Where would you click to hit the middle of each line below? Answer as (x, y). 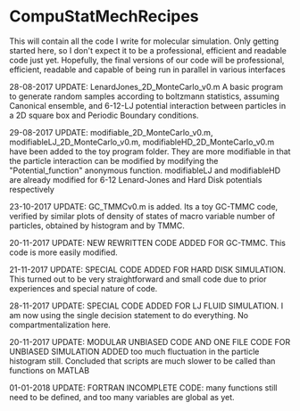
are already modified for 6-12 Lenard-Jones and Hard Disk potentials (136, 179)
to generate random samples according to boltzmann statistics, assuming (144, 96)
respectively (32, 189)
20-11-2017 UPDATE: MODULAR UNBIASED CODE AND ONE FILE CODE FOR (150, 341)
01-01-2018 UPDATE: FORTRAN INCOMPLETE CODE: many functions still (143, 387)
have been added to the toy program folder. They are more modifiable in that (150, 151)
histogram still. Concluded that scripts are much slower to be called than (142, 361)
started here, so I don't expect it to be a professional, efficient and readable (148, 50)
